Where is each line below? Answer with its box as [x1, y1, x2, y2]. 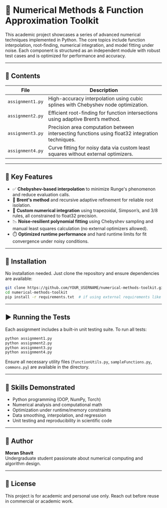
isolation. [12, 202, 31, 208]
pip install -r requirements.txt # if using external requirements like [5, 295, 162, 300]
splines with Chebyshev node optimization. [48, 101, 149, 108]
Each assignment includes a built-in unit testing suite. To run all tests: [5, 326, 147, 332]
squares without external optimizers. [48, 150, 133, 157]
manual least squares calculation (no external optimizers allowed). [12, 225, 148, 231]
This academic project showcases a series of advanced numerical [5, 31, 141, 37]
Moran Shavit [5, 450, 34, 456]
